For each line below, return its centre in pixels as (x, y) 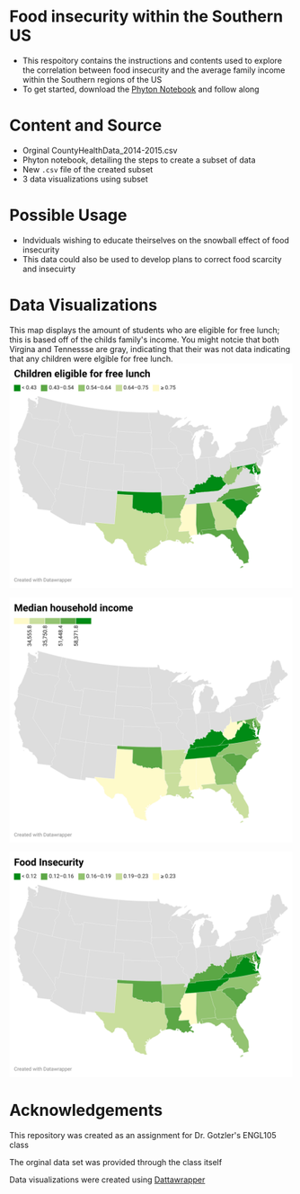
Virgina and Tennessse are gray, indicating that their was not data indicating (150, 349)
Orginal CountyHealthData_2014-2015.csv (100, 150)
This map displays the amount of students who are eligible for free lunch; (145, 330)
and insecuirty (49, 269)
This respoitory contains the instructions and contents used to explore (152, 60)
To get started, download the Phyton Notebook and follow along (141, 89)
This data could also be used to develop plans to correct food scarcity (152, 259)
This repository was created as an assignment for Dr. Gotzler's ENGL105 (143, 1136)
